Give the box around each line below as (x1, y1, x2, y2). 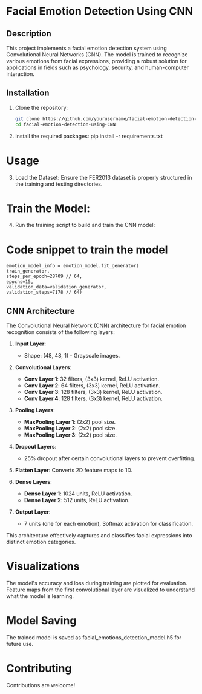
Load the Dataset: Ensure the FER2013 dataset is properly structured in (15, 174, 192, 181)
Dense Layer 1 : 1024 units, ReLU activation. (24, 490, 132, 497)
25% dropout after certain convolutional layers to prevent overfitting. (24, 455, 195, 462)
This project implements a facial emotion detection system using (6, 44, 168, 52)
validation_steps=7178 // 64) (6, 290, 83, 296)
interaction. (6, 70, 35, 77)
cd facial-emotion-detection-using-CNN (15, 121, 116, 128)
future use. (6, 641, 34, 648)
